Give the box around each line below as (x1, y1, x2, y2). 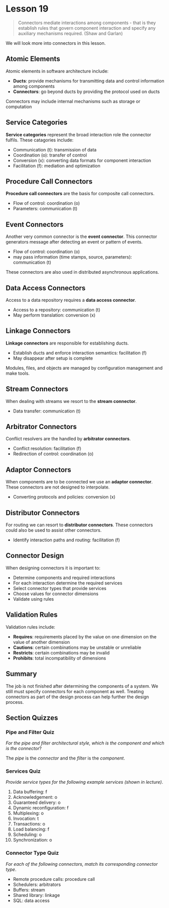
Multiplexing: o (13, 810, 44, 816)
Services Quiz (6, 768, 41, 775)
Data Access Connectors (6, 284, 86, 292)
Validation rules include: (6, 624, 56, 630)
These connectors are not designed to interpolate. (6, 484, 110, 490)
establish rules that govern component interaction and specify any (18, 25, 156, 31)
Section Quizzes (6, 713, 58, 722)
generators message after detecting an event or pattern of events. (6, 239, 143, 245)
